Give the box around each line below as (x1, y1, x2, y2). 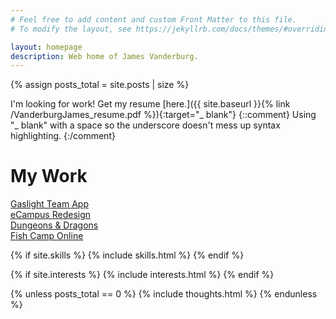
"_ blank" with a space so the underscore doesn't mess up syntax (10, 119, 281, 131)
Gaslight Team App (10, 198, 89, 210)
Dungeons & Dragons (10, 219, 99, 231)
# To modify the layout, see (10, 24, 132, 34)
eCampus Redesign (10, 209, 92, 221)
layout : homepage (10, 42, 83, 52)
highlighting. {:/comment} (10, 130, 116, 142)
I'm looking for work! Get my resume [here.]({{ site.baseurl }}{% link (10, 98, 291, 110)
